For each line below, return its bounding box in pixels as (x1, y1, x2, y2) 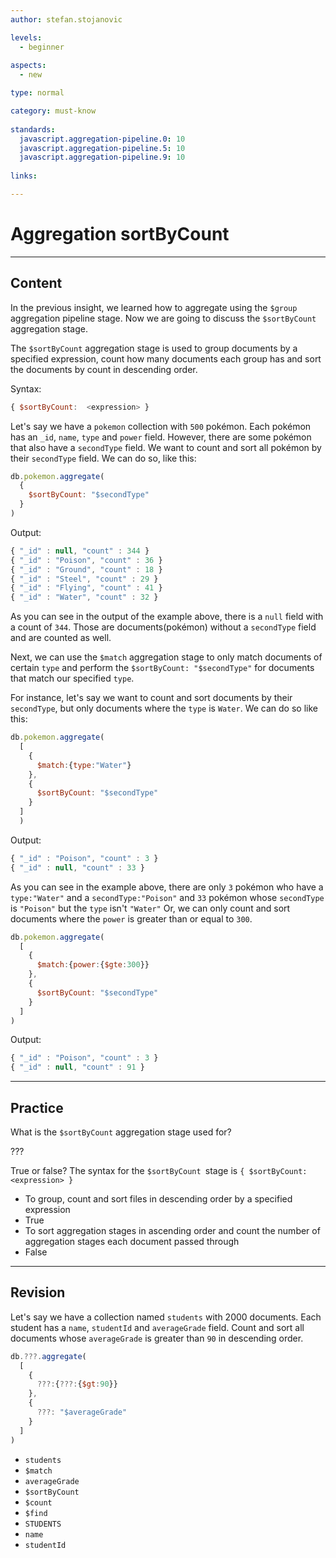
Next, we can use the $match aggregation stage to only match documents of (10, 651, 323, 663)
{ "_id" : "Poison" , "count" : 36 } (10, 555, 163, 565)
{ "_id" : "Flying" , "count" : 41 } (10, 583, 163, 593)
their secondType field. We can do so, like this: (10, 452, 197, 464)
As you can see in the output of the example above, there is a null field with (10, 611, 324, 623)
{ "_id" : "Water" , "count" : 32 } (10, 592, 159, 603)
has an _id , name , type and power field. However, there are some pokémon (10, 431, 312, 443)
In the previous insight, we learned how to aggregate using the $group (10, 301, 298, 313)
